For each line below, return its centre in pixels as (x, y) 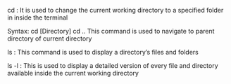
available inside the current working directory (73, 73)
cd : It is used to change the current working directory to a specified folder (115, 10)
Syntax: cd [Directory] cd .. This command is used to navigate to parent (111, 31)
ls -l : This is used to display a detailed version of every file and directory (113, 65)
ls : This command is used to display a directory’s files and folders (103, 52)
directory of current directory (50, 38)
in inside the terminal (38, 17)
